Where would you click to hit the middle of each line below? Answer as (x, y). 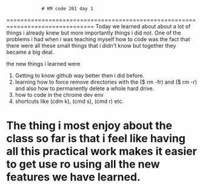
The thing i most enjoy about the (89, 126)
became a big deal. (30, 52)
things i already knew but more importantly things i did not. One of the (94, 33)
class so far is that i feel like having (96, 139)
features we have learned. (74, 177)
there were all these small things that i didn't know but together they (91, 46)
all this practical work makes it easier (101, 152)
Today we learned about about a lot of (143, 26)
